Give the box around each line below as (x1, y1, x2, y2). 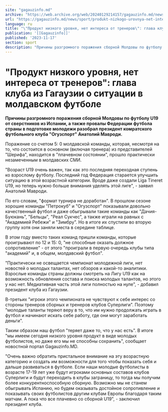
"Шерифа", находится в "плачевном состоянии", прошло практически (5, 151, 155, 157)
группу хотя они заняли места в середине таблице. (5, 224, 115, 230)
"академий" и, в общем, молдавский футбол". (5, 250, 103, 256)
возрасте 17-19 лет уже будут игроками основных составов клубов (5, 369, 149, 375)
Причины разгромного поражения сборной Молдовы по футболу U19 (5, 115, 158, 121)
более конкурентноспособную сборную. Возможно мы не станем (5, 380, 147, 386)
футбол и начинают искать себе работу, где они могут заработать (5, 312, 147, 318)
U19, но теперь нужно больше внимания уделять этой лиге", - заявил (5, 182, 153, 188)
